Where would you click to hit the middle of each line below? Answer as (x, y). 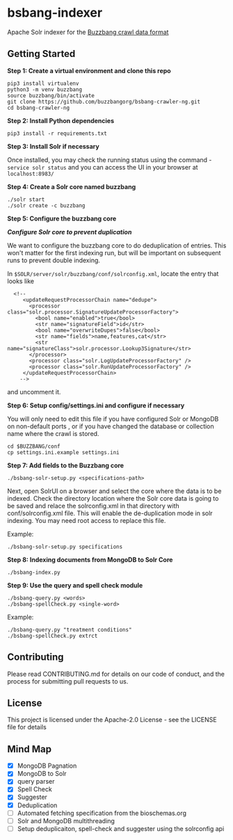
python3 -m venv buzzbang (45, 89)
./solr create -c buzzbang (46, 205)
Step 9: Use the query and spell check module (75, 585)
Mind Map (30, 749)
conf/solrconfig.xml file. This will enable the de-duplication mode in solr (110, 513)
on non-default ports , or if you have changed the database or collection (111, 426)
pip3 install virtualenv (43, 83)
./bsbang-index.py (34, 572)
